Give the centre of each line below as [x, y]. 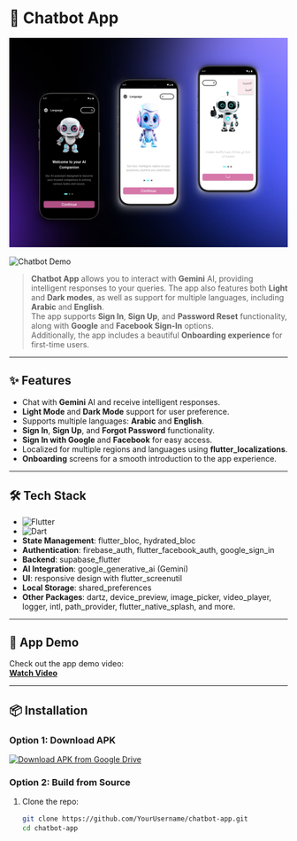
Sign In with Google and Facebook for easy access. [117, 440]
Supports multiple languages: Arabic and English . [113, 421]
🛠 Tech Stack [48, 496]
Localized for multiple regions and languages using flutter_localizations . [155, 449]
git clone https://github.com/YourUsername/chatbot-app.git [135, 819]
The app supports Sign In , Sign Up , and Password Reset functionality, [159, 316]
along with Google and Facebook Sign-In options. [122, 325]
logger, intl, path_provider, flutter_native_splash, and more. [129, 606]
